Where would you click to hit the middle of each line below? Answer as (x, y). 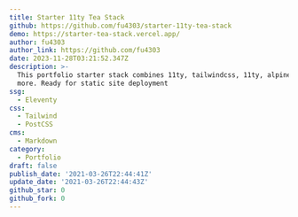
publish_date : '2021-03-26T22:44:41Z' (81, 174)
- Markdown (37, 141)
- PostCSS (35, 125)
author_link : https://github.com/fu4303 (85, 50)
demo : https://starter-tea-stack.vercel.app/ (94, 34)
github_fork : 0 (37, 199)
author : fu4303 (37, 42)
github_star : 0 (37, 190)
